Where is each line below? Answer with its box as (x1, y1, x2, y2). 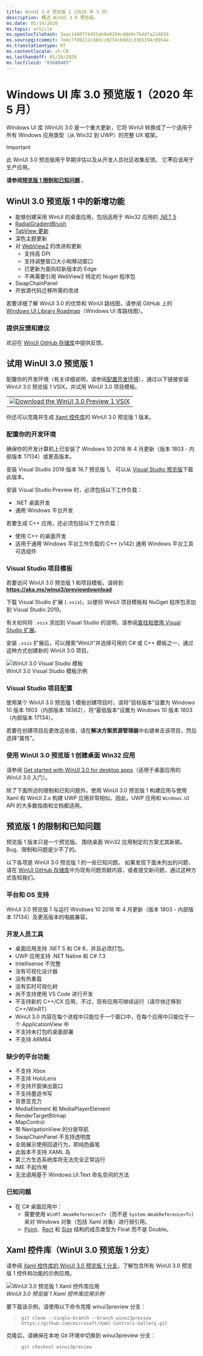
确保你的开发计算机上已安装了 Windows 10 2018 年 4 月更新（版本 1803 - (6, 445, 188, 452)
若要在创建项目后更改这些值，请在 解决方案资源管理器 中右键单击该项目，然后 (6, 727, 197, 734)
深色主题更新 (14, 235, 47, 243)
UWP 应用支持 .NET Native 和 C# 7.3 (14, 952, 106, 959)
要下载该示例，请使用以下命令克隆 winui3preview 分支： (6, 1303, 146, 1311)
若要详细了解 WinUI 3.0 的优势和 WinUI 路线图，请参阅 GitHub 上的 (6, 300, 173, 307)
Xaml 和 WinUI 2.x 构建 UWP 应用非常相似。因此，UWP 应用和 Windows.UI (6, 794, 190, 801)
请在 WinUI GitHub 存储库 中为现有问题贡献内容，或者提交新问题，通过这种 (6, 867, 192, 874)
